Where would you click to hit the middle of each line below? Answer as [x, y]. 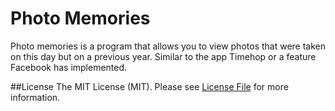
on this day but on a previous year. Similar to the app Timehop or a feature [163, 56]
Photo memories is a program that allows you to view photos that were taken [168, 46]
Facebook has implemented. [69, 67]
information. [35, 97]
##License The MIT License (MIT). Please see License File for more [149, 86]
